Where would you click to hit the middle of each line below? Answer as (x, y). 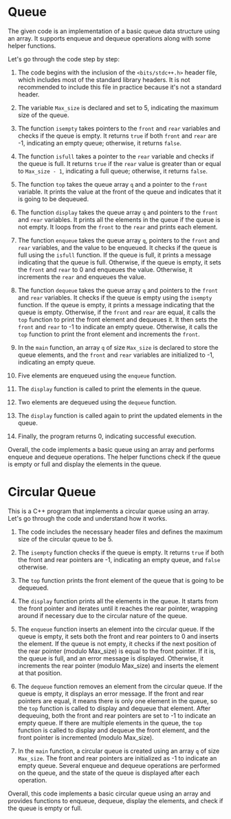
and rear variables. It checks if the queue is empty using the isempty (115, 298)
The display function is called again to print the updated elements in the (120, 415)
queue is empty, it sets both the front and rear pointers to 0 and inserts (118, 636)
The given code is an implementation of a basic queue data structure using (114, 31)
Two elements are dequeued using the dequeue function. (97, 402)
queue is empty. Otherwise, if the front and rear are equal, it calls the (117, 312)
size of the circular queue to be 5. (65, 539)
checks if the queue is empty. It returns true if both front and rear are (117, 136)
